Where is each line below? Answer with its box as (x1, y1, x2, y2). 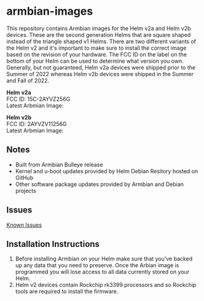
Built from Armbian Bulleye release (15, 161, 103, 168)
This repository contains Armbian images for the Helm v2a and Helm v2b (6, 25, 191, 32)
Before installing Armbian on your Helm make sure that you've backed (15, 255, 193, 262)
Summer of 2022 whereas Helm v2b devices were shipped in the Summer (6, 70, 194, 77)
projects (15, 187, 37, 194)
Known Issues (6, 221, 42, 229)
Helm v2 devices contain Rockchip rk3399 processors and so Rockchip (15, 281, 197, 289)
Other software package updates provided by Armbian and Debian (15, 180, 184, 188)
